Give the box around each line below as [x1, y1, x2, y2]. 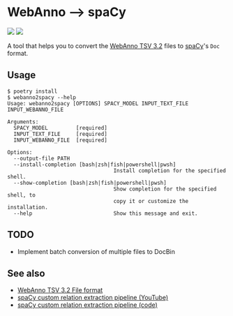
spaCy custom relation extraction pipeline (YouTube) [17, 294, 169, 302]
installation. [7, 204, 49, 211]
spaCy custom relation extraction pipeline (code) [17, 301, 158, 309]
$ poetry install [7, 88, 58, 95]
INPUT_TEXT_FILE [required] [13, 130, 108, 137]
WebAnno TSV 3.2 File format [17, 286, 103, 294]
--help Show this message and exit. [13, 210, 198, 217]
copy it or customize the [113, 197, 189, 204]
